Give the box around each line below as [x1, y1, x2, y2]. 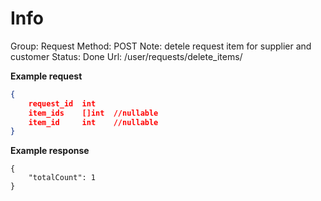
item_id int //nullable [28, 117, 159, 127]
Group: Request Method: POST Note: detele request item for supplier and [10, 40, 312, 52]
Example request [10, 70, 83, 82]
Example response [10, 145, 90, 157]
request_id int [28, 98, 97, 109]
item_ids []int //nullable [28, 108, 159, 118]
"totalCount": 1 [28, 173, 97, 183]
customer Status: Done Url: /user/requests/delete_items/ [10, 50, 243, 62]
